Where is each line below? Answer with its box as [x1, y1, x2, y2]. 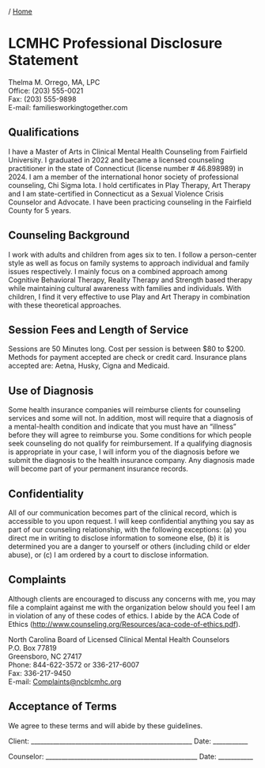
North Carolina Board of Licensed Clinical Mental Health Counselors [8, 634, 230, 644]
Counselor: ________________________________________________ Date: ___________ [8, 751, 253, 761]
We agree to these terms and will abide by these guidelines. [8, 720, 203, 730]
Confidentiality [8, 487, 85, 500]
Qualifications [8, 126, 80, 139]
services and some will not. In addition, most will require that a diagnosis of [8, 414, 253, 423]
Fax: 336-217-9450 [8, 668, 71, 678]
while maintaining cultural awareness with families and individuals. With [8, 283, 241, 292]
